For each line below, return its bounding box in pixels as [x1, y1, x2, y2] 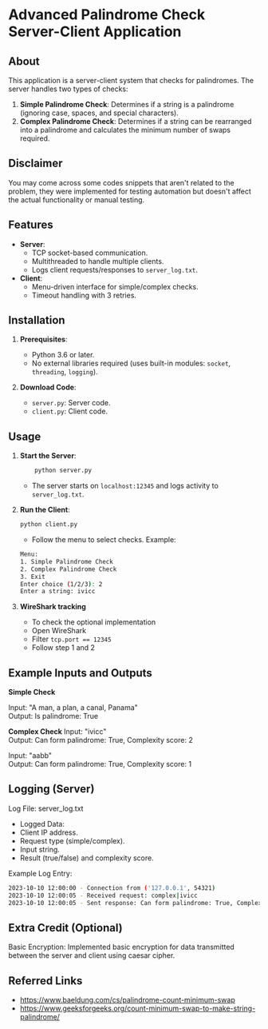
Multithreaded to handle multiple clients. [31, 256, 164, 265]
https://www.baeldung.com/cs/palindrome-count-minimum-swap [19, 995, 235, 1005]
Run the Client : [19, 505, 70, 515]
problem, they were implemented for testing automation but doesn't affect [8, 186, 251, 196]
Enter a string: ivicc [19, 588, 96, 596]
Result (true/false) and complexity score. [19, 853, 154, 863]
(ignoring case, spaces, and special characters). [19, 108, 179, 118]
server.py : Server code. [31, 398, 111, 408]
